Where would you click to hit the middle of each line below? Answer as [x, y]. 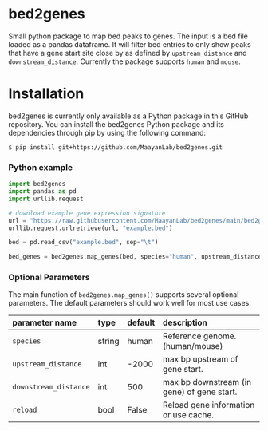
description [185, 322]
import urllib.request [46, 199]
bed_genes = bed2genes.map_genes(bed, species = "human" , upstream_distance [135, 257]
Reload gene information [209, 405]
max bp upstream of [200, 359]
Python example [41, 167]
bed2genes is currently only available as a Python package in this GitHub [128, 116]
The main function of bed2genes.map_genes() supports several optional [124, 295]
